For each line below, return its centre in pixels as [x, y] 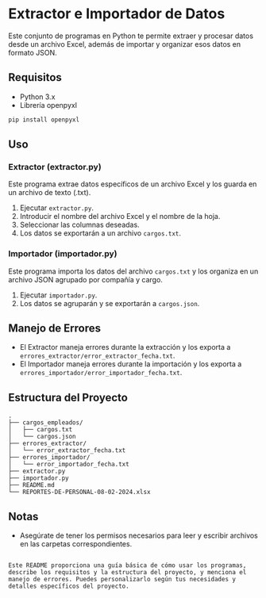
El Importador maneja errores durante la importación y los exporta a [131, 364]
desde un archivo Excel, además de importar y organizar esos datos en [125, 44]
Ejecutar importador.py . [58, 295]
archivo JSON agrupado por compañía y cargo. [85, 279]
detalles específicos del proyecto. [69, 586]
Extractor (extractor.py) [55, 167]
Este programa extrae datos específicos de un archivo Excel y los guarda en [133, 184]
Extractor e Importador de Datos [117, 14]
